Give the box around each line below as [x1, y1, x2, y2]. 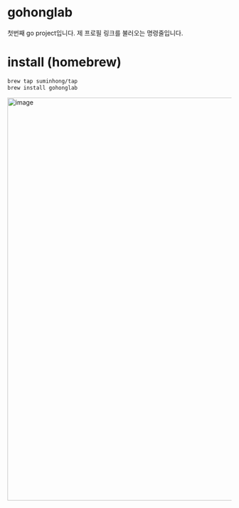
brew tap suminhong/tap [7, 78, 78, 85]
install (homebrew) [7, 54, 122, 70]
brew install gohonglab [7, 84, 78, 91]
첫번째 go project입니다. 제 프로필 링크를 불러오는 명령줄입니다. [7, 28, 184, 37]
